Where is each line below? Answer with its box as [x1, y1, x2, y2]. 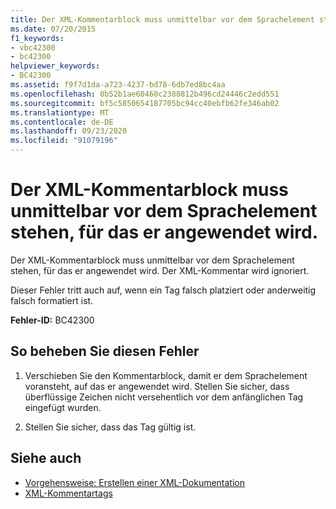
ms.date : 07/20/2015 [10, 24, 97, 34]
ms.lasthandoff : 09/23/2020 [10, 126, 128, 136]
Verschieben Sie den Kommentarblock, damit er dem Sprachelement [24, 369, 308, 381]
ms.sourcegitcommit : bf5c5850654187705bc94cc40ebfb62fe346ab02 [10, 98, 280, 108]
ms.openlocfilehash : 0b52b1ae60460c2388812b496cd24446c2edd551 [10, 89, 280, 99]
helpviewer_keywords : [10, 61, 101, 71]
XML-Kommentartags [24, 487, 113, 499]
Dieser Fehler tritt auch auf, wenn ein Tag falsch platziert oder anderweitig [10, 284, 317, 296]
